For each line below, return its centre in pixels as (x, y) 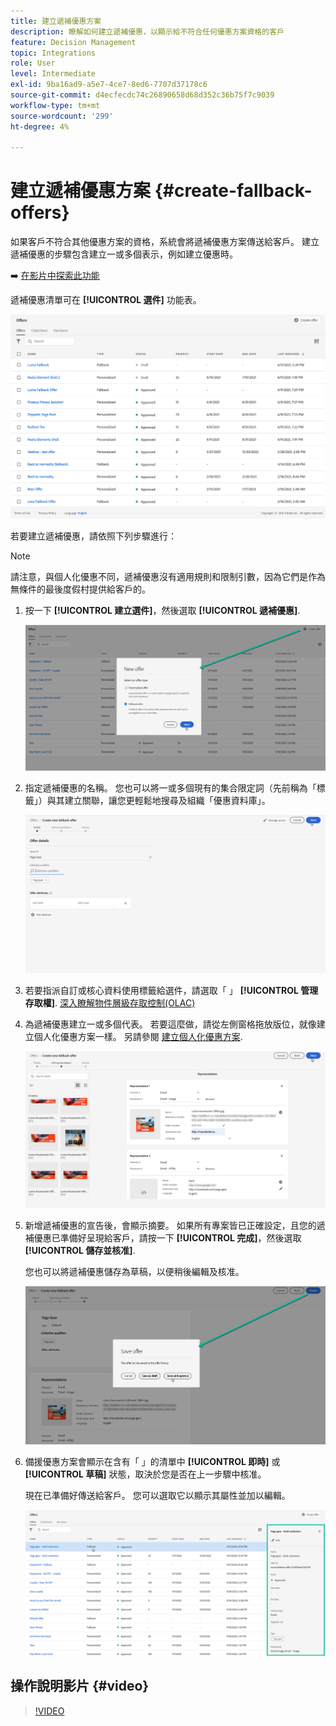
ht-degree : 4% (40, 126)
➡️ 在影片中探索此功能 (55, 276)
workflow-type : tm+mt (55, 105)
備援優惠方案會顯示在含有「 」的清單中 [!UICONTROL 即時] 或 (152, 1462)
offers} (40, 212)
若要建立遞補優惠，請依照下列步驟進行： (93, 536)
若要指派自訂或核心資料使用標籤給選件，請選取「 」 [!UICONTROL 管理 (171, 990)
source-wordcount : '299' (62, 116)
